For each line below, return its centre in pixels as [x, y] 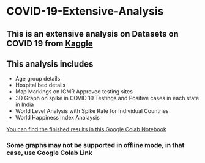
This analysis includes [50, 64]
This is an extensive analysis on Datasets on [92, 34]
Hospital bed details [40, 85]
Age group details [38, 79]
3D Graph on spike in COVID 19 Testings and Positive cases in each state [107, 98]
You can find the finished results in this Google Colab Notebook [86, 129]
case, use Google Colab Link [50, 153]
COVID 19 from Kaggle [50, 43]
